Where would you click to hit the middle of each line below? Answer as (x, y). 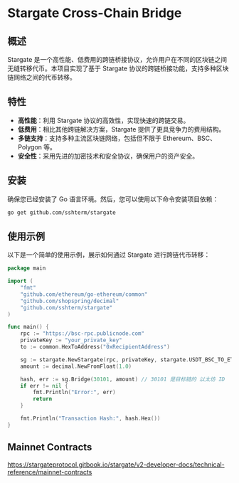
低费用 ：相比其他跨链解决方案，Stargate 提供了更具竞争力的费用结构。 (121, 129)
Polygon (30, 147)
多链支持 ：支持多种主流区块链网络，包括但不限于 (89, 138)
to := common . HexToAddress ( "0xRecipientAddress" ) (95, 347)
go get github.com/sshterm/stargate (62, 212)
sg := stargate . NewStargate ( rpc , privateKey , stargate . (105, 360)
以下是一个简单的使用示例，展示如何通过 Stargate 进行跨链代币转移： (109, 255)
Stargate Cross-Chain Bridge (95, 13)
